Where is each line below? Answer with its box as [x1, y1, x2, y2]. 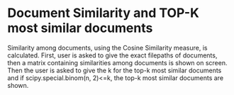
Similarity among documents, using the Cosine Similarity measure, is [7, 43, 208, 52]
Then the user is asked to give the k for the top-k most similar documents [7, 66, 222, 74]
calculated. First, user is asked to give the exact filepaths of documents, [7, 51, 218, 60]
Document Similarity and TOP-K [7, 5, 200, 21]
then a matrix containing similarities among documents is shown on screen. [7, 58, 228, 67]
